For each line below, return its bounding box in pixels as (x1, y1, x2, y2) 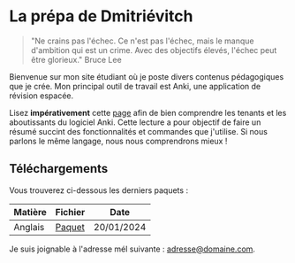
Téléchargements (9, 161, 109, 176)
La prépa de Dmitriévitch (9, 6, 193, 27)
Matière (13, 205, 47, 218)
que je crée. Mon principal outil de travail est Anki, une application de (9, 81, 261, 91)
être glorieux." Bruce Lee (30, 54, 122, 65)
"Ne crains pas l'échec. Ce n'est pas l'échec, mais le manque (30, 35, 254, 46)
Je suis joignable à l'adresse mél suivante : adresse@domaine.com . (9, 244, 256, 254)
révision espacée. (9, 90, 74, 101)
